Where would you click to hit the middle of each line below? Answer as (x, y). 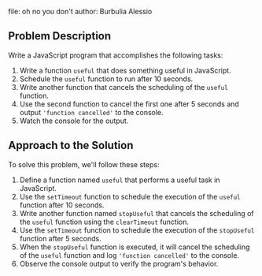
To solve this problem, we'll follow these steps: (84, 164)
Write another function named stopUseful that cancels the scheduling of (137, 213)
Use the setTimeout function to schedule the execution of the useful (130, 196)
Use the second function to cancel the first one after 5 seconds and (129, 104)
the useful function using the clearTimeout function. (104, 222)
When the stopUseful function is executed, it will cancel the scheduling (135, 247)
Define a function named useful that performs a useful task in (120, 180)
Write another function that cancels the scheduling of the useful (124, 87)
